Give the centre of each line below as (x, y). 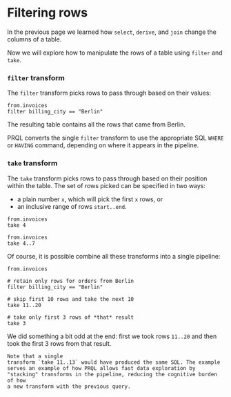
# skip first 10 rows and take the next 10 (71, 299)
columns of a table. (34, 39)
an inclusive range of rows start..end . (72, 206)
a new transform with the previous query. (69, 386)
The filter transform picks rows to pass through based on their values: (109, 93)
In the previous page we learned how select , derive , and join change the (112, 32)
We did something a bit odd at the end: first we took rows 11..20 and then (112, 336)
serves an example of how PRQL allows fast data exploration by (101, 368)
